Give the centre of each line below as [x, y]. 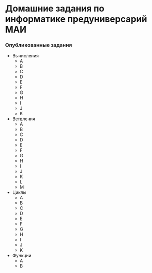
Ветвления [24, 119]
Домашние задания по [55, 9]
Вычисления [25, 56]
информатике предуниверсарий [76, 19]
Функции [22, 256]
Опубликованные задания [39, 45]
